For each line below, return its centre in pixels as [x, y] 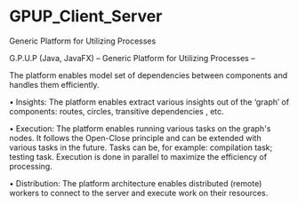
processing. [31, 166]
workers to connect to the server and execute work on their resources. [139, 193]
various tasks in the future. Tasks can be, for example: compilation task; [141, 147]
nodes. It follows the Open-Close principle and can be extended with [135, 138]
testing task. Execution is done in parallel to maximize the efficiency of [138, 156]
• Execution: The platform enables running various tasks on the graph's [140, 128]
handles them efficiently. [54, 84]
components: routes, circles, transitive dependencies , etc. [117, 111]
